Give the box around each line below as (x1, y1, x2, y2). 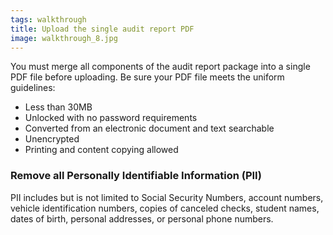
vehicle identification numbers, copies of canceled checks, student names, (10, 202, 320, 214)
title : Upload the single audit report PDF (10, 24, 195, 34)
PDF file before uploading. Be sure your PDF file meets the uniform (10, 71, 285, 83)
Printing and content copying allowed (24, 144, 179, 156)
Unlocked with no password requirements (24, 112, 198, 124)
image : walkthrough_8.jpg (10, 33, 118, 43)
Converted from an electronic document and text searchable (24, 122, 275, 135)
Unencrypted (24, 133, 80, 145)
